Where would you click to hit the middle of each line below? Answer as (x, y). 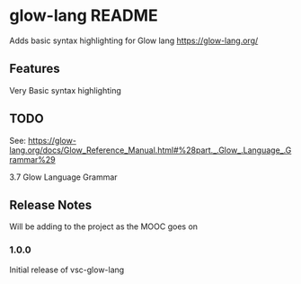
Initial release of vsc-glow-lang (67, 270)
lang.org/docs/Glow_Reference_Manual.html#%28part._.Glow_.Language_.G (150, 150)
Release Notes (51, 204)
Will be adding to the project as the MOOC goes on (104, 226)
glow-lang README (84, 16)
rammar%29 (32, 159)
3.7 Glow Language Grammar (64, 177)
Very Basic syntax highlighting (65, 90)
